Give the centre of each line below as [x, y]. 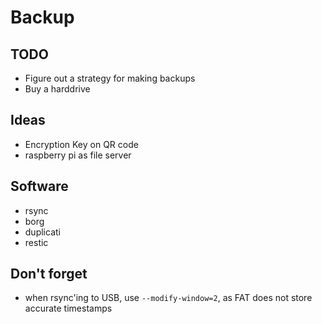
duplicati [42, 232]
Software [39, 186]
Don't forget [49, 274]
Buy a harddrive [57, 89]
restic [36, 242]
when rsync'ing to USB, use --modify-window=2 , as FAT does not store [168, 298]
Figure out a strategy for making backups [110, 78]
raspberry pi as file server [78, 155]
